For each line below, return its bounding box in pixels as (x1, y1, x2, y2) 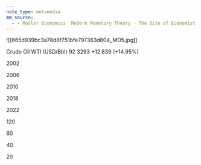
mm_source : (6, 14, 34, 20)
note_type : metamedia (6, 8, 61, 15)
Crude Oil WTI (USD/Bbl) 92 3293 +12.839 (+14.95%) (6, 48, 139, 55)
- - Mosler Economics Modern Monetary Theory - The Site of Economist (11, 20, 196, 26)
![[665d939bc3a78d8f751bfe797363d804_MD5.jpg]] (6, 37, 138, 44)
